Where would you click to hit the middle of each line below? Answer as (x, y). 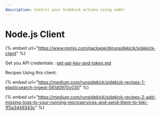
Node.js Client (35, 34)
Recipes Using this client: (31, 72)
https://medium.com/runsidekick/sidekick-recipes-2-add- (97, 97)
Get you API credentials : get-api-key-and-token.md (58, 63)
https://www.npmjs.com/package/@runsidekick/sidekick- (97, 48)
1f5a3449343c (20, 108)
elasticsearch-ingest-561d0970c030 (42, 87)
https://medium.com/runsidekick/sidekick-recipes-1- (92, 82)
